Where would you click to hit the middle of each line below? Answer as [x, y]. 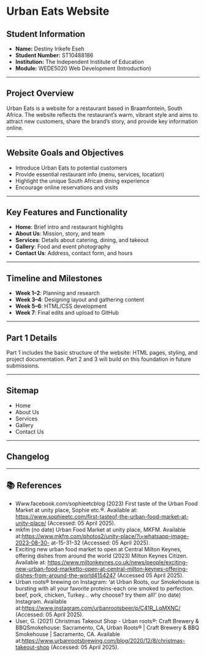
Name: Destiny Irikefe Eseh [50, 49]
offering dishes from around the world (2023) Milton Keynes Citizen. [101, 556]
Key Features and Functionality [67, 212]
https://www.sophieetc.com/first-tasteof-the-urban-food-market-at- [102, 516]
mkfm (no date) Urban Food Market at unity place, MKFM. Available [100, 529]
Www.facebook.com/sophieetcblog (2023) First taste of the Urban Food [106, 503]
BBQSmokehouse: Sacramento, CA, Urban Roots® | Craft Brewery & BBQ [107, 627]
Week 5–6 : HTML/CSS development [61, 306]
